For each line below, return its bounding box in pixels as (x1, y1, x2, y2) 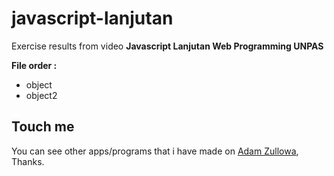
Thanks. (11, 155, 45, 167)
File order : (11, 59, 58, 71)
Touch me (11, 118, 75, 136)
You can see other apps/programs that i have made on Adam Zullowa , (11, 145, 299, 157)
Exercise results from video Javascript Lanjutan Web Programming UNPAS (11, 40, 324, 52)
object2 (25, 89, 58, 101)
